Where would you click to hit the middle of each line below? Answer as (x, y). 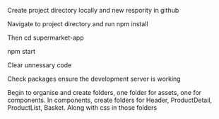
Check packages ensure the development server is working (94, 79)
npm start (22, 51)
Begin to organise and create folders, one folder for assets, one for (105, 92)
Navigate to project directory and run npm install (78, 24)
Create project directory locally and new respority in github (93, 10)
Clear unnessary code (40, 65)
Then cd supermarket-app (46, 38)
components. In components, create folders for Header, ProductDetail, (110, 100)
